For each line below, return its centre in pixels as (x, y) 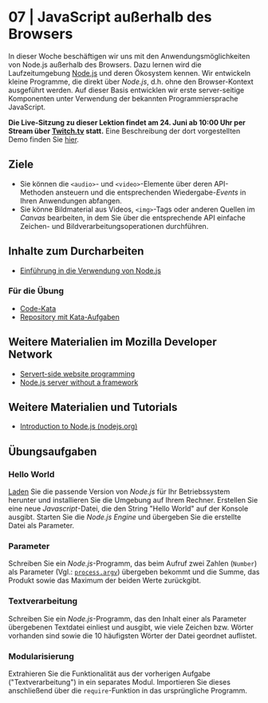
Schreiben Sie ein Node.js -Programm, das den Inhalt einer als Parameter (128, 618)
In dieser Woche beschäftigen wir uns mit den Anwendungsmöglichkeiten (129, 56)
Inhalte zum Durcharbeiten (76, 251)
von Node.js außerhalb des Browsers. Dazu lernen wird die (105, 65)
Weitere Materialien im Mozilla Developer (112, 342)
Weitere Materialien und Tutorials (93, 407)
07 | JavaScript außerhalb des (110, 17)
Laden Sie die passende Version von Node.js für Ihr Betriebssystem (119, 492)
